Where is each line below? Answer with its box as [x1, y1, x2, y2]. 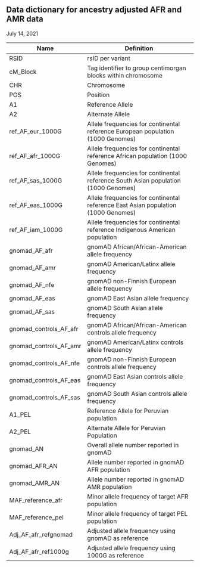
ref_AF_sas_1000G [9, 176, 62, 184]
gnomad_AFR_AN [9, 461, 58, 470]
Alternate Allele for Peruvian [87, 423, 165, 432]
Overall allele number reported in [87, 441, 179, 449]
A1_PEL [9, 410, 32, 419]
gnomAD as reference [87, 534, 149, 542]
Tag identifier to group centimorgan [87, 64, 186, 72]
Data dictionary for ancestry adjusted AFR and [6, 5, 182, 15]
